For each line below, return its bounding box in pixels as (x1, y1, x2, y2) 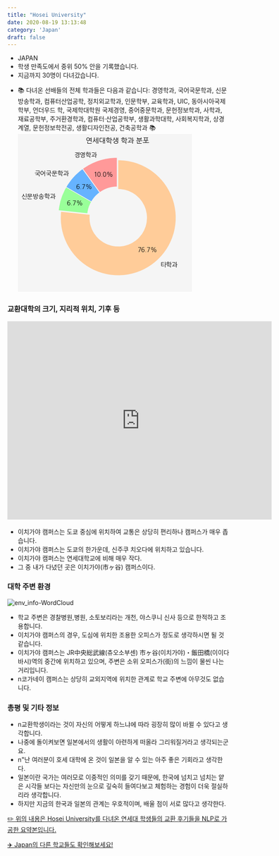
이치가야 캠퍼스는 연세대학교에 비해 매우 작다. (17, 554, 142, 562)
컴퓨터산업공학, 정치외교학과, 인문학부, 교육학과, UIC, (44, 97, 190, 106)
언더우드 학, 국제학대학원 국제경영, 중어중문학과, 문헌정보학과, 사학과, (32, 106, 223, 114)
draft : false (7, 34, 46, 41)
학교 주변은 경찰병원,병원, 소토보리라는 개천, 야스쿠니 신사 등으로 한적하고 (17, 613, 219, 621)
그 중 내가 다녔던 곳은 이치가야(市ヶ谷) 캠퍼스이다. (17, 563, 156, 571)
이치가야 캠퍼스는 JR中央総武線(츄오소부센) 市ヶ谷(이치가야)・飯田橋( (17, 648, 213, 656)
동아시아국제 (191, 97, 226, 106)
